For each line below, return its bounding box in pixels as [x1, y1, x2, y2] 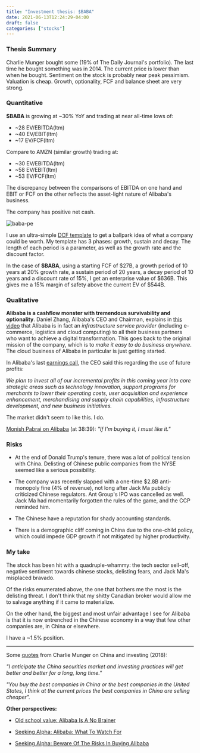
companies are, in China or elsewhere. [6, 622, 101, 629]
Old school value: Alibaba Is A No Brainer [14, 717, 116, 724]
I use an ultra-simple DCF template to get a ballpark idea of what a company [6, 231, 193, 239]
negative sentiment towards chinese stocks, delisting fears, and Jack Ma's [6, 567, 189, 575]
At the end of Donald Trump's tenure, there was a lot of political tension [14, 454, 190, 461]
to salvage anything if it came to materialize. [6, 598, 115, 606]
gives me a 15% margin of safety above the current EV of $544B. [6, 281, 165, 288]
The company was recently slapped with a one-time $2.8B [14, 478, 159, 485]
